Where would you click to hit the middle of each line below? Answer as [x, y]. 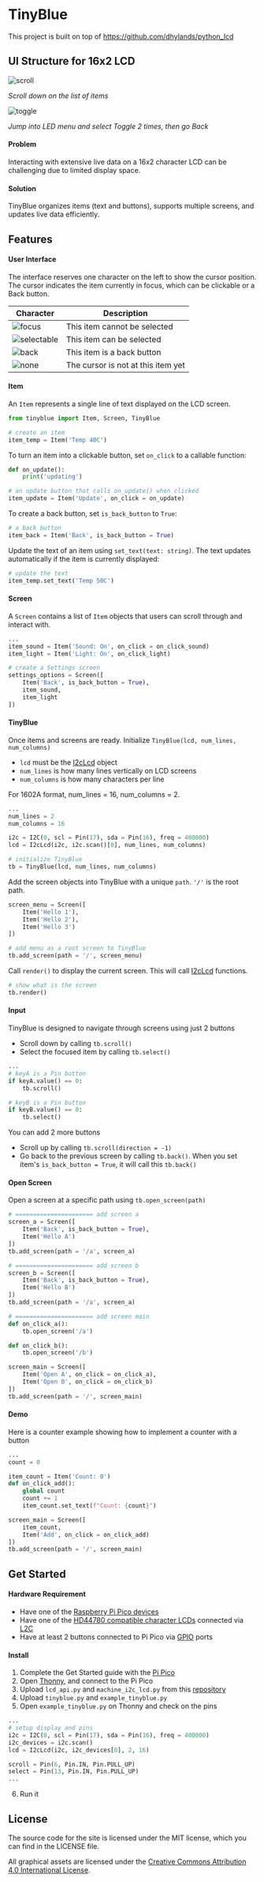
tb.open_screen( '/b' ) [58, 1353]
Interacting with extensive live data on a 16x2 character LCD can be [117, 162]
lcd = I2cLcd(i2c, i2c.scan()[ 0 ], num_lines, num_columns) [107, 845]
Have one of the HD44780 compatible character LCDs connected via [132, 1620]
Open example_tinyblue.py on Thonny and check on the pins [118, 1706]
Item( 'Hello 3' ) [49, 927]
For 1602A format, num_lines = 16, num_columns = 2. [94, 794]
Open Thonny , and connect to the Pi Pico [86, 1681]
